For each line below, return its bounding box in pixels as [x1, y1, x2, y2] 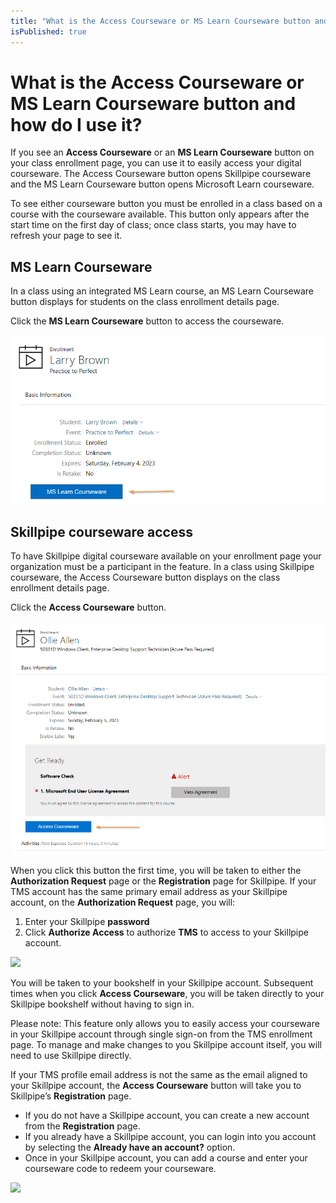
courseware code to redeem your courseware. [24, 1162, 217, 1174]
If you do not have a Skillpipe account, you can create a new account [24, 1109, 310, 1121]
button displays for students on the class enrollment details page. [10, 296, 280, 308]
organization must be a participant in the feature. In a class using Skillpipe [10, 561, 315, 573]
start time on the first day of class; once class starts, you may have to [10, 219, 297, 231]
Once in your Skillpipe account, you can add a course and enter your [24, 1151, 308, 1164]
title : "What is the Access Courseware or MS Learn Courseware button [10, 16, 311, 26]
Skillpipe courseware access [10, 523, 193, 540]
